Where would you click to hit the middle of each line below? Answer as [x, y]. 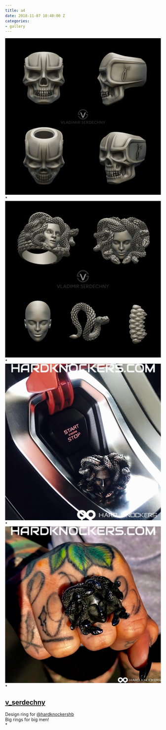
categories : [17, 21]
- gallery [15, 26]
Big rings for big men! [27, 720]
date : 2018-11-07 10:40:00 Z [35, 16]
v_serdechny [25, 702]
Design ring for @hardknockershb [40, 714]
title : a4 [15, 10]
